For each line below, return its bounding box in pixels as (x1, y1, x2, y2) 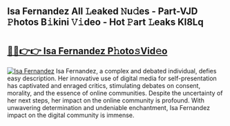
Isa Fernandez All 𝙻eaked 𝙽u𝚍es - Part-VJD (7, 6, 198, 17)
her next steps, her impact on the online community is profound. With (7, 96, 205, 105)
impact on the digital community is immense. (7, 111, 135, 119)
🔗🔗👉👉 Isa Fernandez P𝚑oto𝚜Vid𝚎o (7, 45, 168, 57)
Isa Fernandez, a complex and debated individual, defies (55, 67, 217, 75)
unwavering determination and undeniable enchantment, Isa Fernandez (7, 104, 211, 111)
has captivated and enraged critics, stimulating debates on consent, (7, 82, 201, 89)
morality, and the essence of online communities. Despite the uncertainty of (7, 89, 223, 97)
